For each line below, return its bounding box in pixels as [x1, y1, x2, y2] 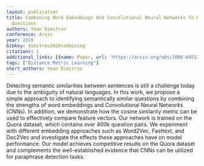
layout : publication [6, 9, 59, 15]
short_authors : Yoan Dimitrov [6, 65, 83, 72]
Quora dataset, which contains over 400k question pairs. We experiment [6, 121, 188, 128]
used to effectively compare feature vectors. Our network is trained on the [6, 114, 192, 122]
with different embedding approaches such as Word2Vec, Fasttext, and [6, 127, 185, 134]
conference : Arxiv [6, 32, 53, 38]
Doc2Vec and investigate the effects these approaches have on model [6, 134, 182, 141]
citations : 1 [6, 49, 39, 55]
